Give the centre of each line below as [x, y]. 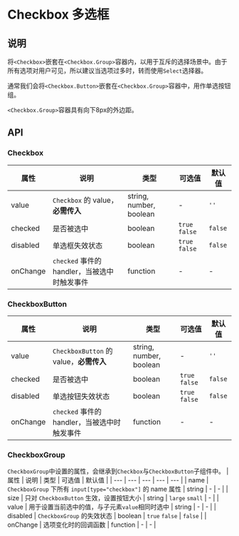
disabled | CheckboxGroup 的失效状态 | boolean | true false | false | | [107, 516]
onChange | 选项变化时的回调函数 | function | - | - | [82, 525]
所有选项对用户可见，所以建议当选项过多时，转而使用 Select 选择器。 [107, 71]
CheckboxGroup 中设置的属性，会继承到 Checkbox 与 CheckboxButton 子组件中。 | [118, 471]
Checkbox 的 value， [85, 200]
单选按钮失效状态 [81, 396]
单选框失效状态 [78, 246]
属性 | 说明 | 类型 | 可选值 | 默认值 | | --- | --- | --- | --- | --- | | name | [108, 480]
